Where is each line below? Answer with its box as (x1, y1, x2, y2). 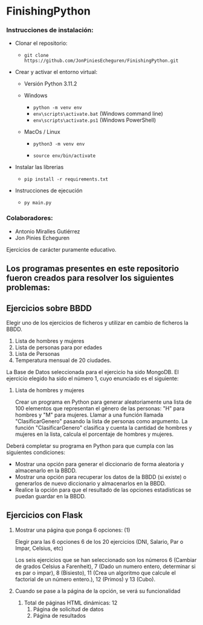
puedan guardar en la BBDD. (14, 492, 86, 500)
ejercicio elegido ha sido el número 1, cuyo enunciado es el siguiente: (6, 375, 179, 382)
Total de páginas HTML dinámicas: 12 (24, 599, 118, 606)
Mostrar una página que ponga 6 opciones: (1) (14, 526, 130, 533)
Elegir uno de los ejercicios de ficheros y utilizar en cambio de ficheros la (6, 319, 188, 326)
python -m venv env (33, 105, 83, 111)
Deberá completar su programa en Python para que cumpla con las (6, 442, 174, 449)
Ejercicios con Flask (6, 510, 83, 521)
